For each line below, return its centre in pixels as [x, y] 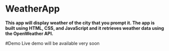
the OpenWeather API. [29, 33]
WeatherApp [32, 9]
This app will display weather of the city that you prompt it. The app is [80, 23]
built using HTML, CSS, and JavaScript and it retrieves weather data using [85, 28]
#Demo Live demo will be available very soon [52, 43]
